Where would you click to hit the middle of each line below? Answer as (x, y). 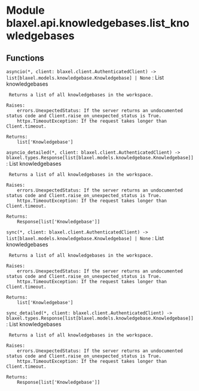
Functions (25, 58)
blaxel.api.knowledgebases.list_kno (98, 23)
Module (25, 10)
